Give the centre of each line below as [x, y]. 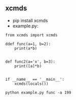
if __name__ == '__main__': [35, 79]
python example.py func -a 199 [38, 92]
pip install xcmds [30, 20]
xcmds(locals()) [32, 84]
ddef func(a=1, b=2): [28, 44]
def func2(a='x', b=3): [30, 62]
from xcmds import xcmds [31, 35]
